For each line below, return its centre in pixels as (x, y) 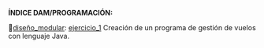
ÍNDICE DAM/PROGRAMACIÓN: (60, 13)
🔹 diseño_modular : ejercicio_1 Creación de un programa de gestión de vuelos (132, 27)
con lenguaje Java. (39, 36)
